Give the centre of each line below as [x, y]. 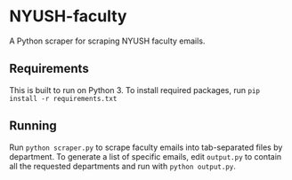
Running [33, 126]
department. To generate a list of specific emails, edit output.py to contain [146, 156]
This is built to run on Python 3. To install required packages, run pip [135, 90]
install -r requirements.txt [63, 98]
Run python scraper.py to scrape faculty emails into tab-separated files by [146, 147]
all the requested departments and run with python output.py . [122, 166]
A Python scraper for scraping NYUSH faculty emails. [107, 41]
